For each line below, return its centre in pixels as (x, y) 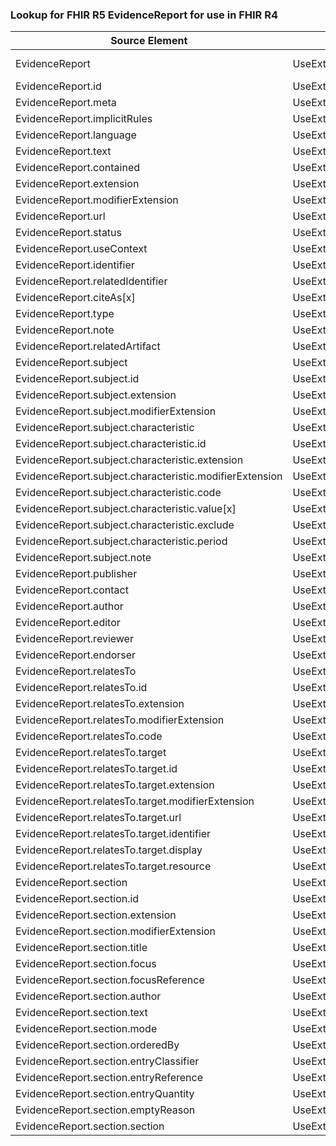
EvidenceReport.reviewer (74, 639)
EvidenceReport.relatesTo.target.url (98, 818)
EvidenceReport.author (69, 606)
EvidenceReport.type (65, 314)
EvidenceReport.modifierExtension (97, 200)
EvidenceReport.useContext (81, 249)
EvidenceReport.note (65, 330)
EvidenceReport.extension (77, 184)
